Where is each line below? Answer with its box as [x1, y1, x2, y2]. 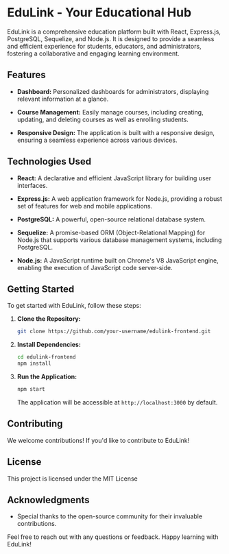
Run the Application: [16, 372, 77, 381]
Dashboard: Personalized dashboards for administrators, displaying [16, 87, 209, 95]
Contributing [7, 418, 63, 430]
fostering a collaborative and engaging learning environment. [7, 49, 180, 58]
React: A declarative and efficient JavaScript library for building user [16, 173, 211, 182]
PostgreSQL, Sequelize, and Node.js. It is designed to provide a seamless [7, 34, 215, 43]
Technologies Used [7, 156, 91, 167]
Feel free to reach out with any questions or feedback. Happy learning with [7, 533, 219, 541]
